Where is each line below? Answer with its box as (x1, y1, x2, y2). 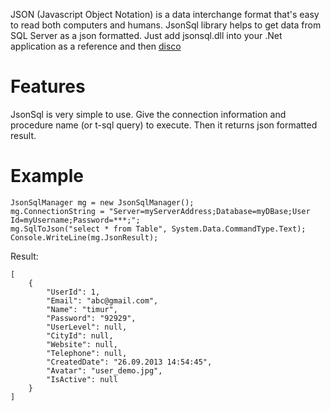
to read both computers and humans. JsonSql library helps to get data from (10, 19, 322, 31)
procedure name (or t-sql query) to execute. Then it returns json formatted (10, 119, 318, 131)
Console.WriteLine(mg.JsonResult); (10, 232, 159, 243)
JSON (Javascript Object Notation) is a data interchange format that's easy (10, 9, 320, 20)
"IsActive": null (46, 374, 118, 384)
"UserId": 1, (46, 287, 101, 297)
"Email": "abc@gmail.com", (46, 295, 159, 306)
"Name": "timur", (46, 304, 118, 314)
